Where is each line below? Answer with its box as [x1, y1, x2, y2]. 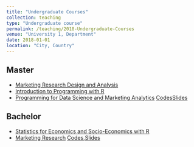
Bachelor [6, 111, 41, 122]
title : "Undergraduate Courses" [6, 8, 88, 15]
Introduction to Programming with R [15, 87, 105, 94]
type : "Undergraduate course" [6, 20, 83, 26]
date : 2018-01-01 [6, 37, 50, 43]
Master [6, 65, 35, 76]
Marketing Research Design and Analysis [15, 81, 119, 88]
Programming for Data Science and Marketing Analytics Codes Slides [15, 94, 188, 101]
